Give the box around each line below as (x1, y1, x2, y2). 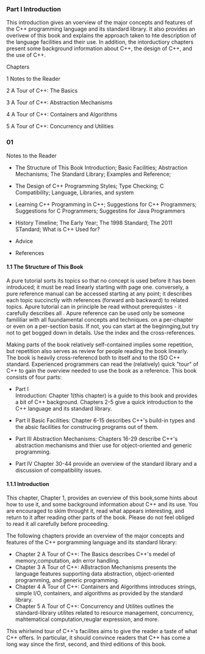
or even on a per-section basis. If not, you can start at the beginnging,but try (6, 322, 199, 330)
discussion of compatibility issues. (15, 466, 103, 474)
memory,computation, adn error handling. (15, 557, 120, 564)
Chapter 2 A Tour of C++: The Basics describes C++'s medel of (15, 550, 176, 558)
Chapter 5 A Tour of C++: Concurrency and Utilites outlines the (15, 603, 174, 610)
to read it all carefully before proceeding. (6, 520, 109, 527)
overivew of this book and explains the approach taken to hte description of (6, 32, 196, 39)
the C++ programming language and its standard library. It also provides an (6, 25, 195, 32)
